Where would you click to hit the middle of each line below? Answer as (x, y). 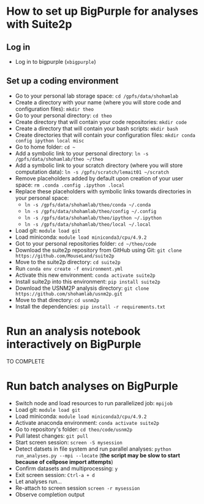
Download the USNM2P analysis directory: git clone (82, 288)
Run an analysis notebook (74, 331)
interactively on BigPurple (74, 344)
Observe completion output (50, 494)
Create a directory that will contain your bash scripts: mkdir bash (97, 128)
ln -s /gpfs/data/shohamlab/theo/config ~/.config (90, 211)
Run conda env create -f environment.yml (69, 268)
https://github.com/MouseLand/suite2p (65, 256)
